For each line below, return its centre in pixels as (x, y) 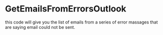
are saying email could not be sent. (40, 27)
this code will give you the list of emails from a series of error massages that (81, 22)
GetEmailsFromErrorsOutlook (66, 9)
